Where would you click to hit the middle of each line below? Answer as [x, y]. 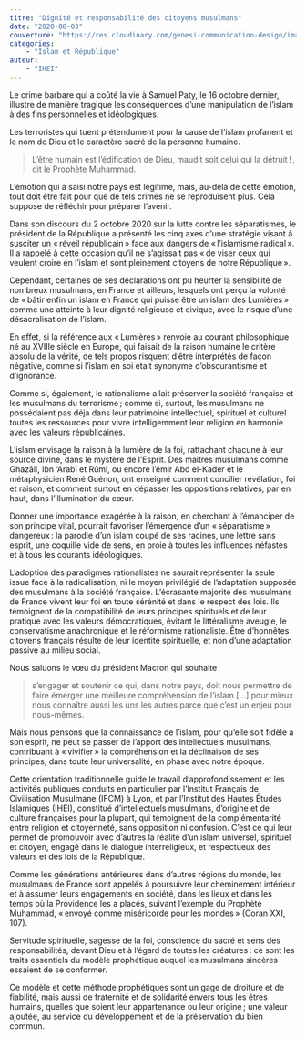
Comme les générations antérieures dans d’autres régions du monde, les [146, 874]
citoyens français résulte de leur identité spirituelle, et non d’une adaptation [151, 640]
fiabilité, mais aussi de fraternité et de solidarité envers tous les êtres [139, 997]
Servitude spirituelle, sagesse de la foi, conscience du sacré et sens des [145, 940]
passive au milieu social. [55, 650]
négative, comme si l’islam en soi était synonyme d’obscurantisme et [138, 365]
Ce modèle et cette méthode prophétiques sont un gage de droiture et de [147, 987]
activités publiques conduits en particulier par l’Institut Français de [134, 788]
